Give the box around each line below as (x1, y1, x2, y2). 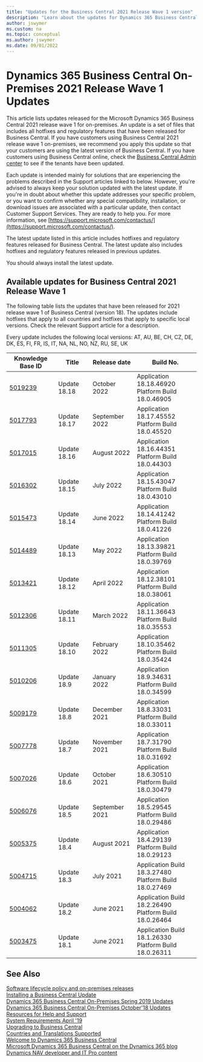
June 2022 (92, 513, 124, 522)
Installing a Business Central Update (6, 991, 97, 998)
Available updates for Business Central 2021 (6, 277, 176, 287)
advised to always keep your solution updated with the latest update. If (6, 184, 182, 191)
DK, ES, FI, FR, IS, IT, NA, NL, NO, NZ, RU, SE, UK (6, 340, 128, 347)
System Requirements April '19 (6, 1017, 83, 1024)
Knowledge (14, 354, 48, 362)
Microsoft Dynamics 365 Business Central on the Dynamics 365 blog (6, 1043, 178, 1050)
